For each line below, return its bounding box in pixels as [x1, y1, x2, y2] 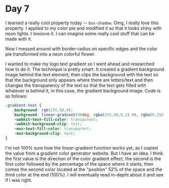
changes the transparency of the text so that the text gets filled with [5, 82, 146, 88]
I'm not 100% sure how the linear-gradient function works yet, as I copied [5, 145, 158, 151]
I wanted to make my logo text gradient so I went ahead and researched [5, 61, 155, 67]
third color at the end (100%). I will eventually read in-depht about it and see [5, 171, 164, 177]
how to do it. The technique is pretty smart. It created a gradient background [5, 66, 164, 72]
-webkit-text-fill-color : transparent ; [14, 117, 98, 122]
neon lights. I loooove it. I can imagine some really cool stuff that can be [5, 30, 155, 36]
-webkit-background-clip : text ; [14, 122, 82, 127]
